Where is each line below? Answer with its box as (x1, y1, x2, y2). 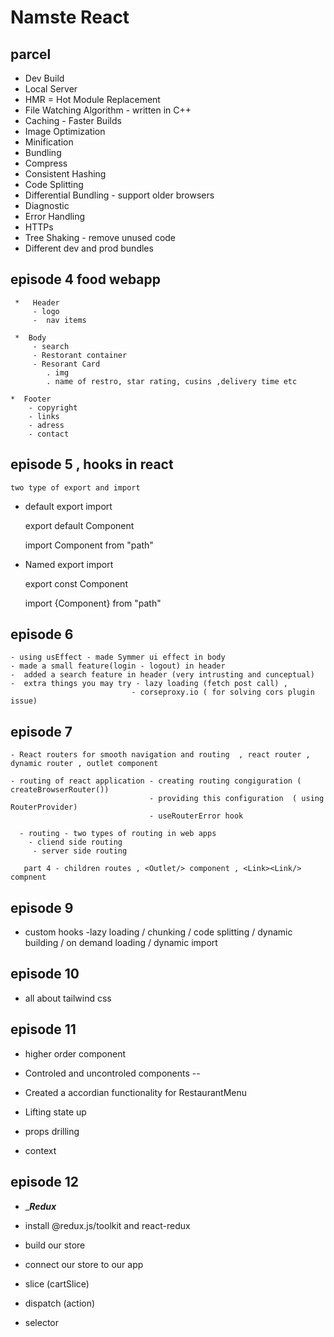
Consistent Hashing (24, 168, 107, 180)
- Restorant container (32, 350, 128, 360)
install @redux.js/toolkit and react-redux (24, 1219, 191, 1231)
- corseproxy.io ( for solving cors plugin (131, 687, 315, 698)
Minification (24, 136, 74, 148)
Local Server (24, 83, 78, 95)
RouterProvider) (10, 802, 78, 813)
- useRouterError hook (148, 811, 244, 821)
